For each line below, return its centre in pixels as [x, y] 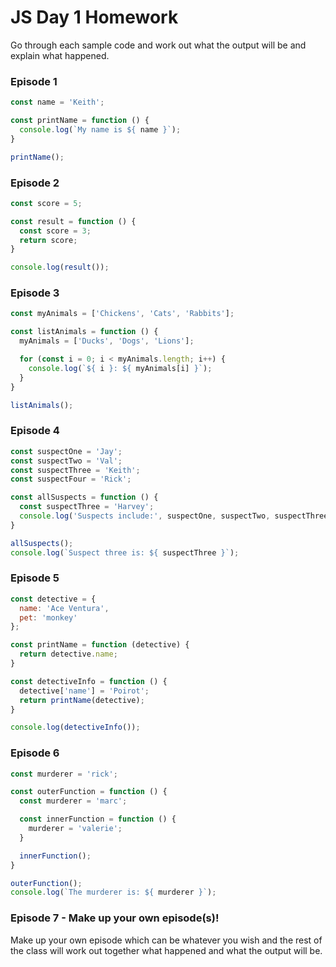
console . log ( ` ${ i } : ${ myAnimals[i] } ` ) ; [120, 368]
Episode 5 [35, 578]
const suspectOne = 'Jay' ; [66, 451]
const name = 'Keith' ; [57, 102]
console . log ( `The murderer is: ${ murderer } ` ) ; [113, 892]
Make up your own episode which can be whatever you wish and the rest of [166, 940]
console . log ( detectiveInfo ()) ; [75, 727]
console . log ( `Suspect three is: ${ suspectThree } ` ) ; [125, 552]
